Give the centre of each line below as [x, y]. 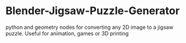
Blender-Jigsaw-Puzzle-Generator [93, 11]
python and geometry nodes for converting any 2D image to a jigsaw [89, 27]
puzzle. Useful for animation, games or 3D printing [67, 33]
